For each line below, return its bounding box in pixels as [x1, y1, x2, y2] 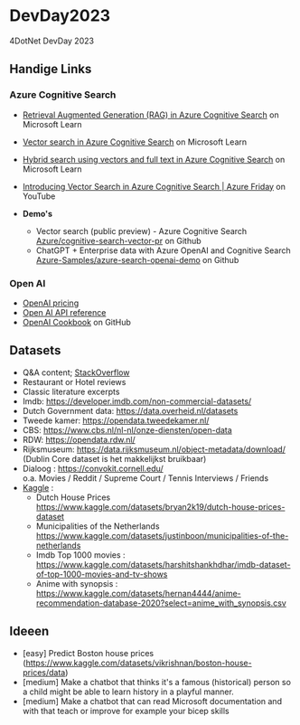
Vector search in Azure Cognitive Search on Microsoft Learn [22, 137, 248, 147]
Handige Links [9, 61, 92, 77]
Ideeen [9, 624, 50, 639]
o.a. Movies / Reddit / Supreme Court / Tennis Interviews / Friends [22, 472, 269, 484]
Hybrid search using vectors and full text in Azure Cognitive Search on [22, 154, 286, 165]
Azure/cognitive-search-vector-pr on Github [35, 235, 202, 246]
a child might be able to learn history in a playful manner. [22, 686, 235, 697]
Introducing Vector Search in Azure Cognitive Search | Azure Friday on [22, 181, 286, 192]
